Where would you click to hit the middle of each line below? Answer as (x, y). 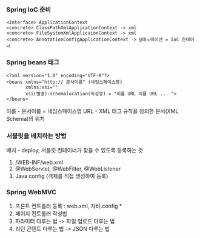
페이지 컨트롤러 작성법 (41, 214)
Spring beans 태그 (33, 63)
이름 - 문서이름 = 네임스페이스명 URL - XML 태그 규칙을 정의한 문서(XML (92, 111)
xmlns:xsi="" (42, 87)
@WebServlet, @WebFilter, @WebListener (68, 169)
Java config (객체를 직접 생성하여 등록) (62, 176)
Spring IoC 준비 (29, 9)
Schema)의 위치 (26, 118)
